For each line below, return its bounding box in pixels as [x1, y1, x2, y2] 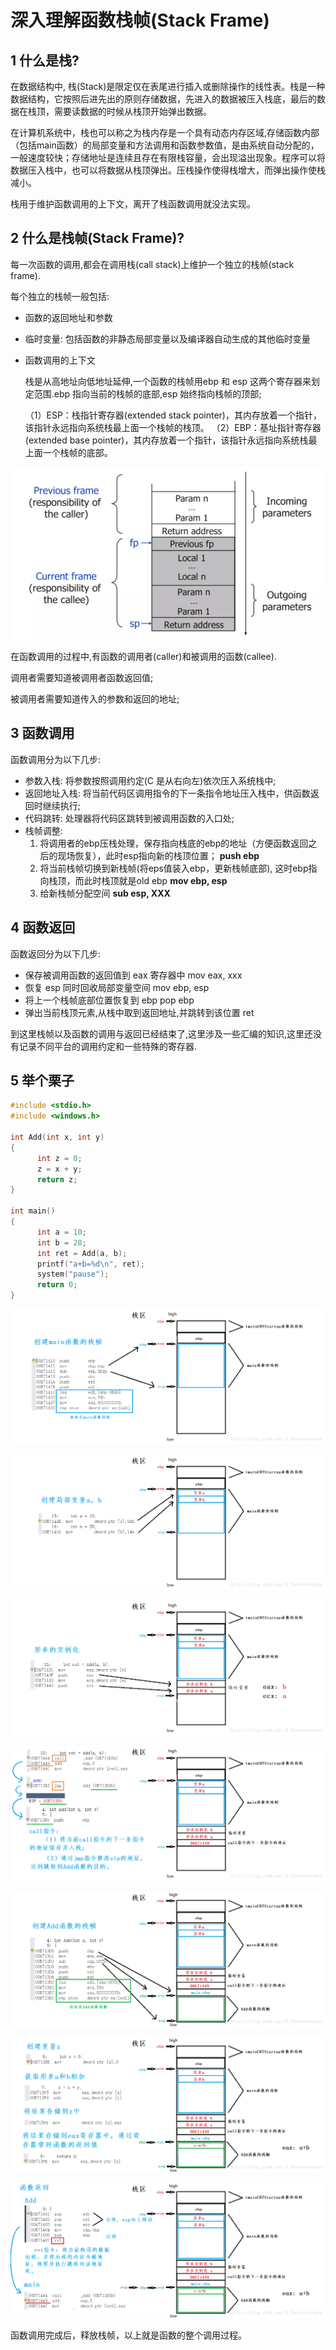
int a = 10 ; [36, 1227, 87, 1237]
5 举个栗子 [10, 1072, 75, 1089]
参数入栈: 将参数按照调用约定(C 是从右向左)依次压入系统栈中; [24, 774, 277, 786]
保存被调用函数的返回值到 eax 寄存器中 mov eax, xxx [24, 969, 243, 981]
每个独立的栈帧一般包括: [10, 290, 110, 302]
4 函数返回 [10, 919, 76, 936]
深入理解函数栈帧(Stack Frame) [10, 9, 270, 32]
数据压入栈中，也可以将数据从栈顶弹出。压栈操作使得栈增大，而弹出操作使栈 [10, 164, 326, 176]
